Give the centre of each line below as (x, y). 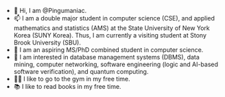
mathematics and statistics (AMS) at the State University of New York (112, 28)
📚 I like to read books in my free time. (67, 86)
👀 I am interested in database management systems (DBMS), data (107, 57)
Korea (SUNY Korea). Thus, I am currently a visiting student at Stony (110, 35)
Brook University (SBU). (47, 42)
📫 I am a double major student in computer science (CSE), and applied (114, 18)
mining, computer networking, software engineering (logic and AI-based (116, 64)
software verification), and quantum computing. (81, 71)
